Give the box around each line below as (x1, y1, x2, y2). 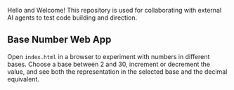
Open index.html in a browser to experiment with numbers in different (7, 52, 210, 60)
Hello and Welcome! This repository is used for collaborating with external (7, 6, 222, 14)
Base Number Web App (7, 34, 112, 46)
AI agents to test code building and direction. (7, 13, 138, 22)
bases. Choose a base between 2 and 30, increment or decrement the (7, 60, 211, 68)
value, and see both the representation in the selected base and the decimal (7, 67, 228, 76)
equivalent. (7, 75, 40, 83)
